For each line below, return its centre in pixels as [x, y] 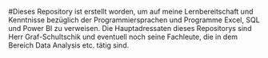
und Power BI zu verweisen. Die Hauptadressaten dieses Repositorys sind [130, 28]
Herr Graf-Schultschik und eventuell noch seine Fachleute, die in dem [123, 37]
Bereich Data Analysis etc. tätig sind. [69, 45]
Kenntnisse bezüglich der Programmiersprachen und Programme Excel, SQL [134, 20]
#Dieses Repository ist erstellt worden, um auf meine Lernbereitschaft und [131, 12]
